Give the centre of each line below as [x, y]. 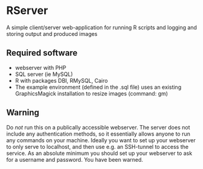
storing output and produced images [52, 33]
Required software [42, 53]
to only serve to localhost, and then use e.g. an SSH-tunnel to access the [98, 147]
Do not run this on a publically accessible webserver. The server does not [98, 127]
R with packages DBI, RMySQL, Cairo [61, 80]
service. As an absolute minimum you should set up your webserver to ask [99, 153]
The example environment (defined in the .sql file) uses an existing [98, 87]
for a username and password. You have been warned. [75, 159]
